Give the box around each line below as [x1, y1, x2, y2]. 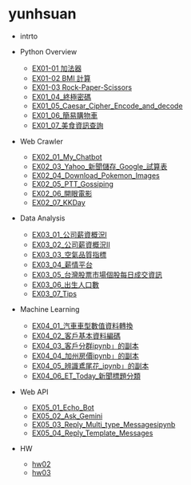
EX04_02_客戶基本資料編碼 [31, 330, 121, 341]
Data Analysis [19, 213, 66, 223]
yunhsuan [8, 5, 77, 23]
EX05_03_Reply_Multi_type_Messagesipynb [31, 419, 176, 429]
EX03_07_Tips [31, 289, 78, 298]
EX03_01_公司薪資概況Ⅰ [31, 229, 107, 239]
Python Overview [19, 46, 78, 56]
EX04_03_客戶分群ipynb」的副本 [31, 341, 139, 350]
